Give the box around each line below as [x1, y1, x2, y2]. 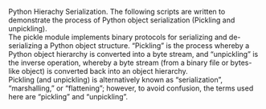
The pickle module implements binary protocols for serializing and [8, 32, 227, 42]
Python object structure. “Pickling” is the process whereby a [49, 41, 250, 50]
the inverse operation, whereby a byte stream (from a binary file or [8, 58, 229, 67]
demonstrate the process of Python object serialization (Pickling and [8, 15, 235, 25]
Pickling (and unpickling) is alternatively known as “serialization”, [8, 75, 223, 84]
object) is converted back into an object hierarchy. [21, 67, 189, 75]
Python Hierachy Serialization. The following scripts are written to [8, 7, 226, 16]
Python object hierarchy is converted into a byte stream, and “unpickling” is [8, 50, 259, 59]
